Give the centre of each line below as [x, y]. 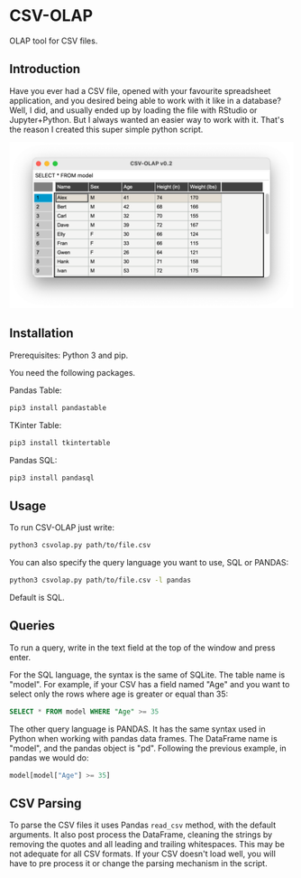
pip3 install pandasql [52, 478]
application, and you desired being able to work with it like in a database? [146, 100]
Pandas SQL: [33, 460]
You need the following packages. [73, 372]
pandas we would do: [49, 757]
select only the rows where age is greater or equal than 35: [119, 694]
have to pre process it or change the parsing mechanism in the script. [138, 864]
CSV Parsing [46, 803]
